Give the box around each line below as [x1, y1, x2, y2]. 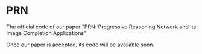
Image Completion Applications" [6, 29, 87, 36]
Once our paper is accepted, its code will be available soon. [6, 41, 155, 48]
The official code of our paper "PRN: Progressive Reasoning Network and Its [6, 23, 197, 30]
